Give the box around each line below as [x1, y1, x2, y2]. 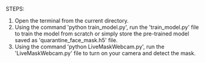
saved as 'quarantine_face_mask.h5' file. [14, 37, 118, 43]
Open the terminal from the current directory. [14, 17, 129, 24]
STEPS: [6, 6, 25, 12]
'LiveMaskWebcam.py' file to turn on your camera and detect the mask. [14, 50, 196, 57]
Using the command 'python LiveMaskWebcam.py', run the [14, 43, 165, 50]
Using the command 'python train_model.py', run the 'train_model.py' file [14, 24, 199, 31]
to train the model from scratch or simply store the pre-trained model [14, 30, 190, 37]
